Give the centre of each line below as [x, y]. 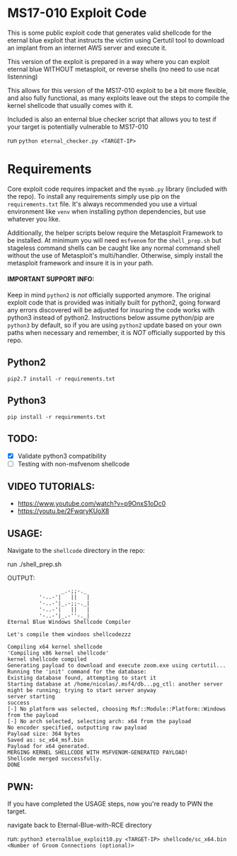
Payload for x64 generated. [49, 747]
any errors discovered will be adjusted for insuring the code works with [111, 310]
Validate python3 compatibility [62, 456]
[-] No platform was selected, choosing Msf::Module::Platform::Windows [117, 709]
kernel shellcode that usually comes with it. [70, 105]
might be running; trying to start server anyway [82, 691]
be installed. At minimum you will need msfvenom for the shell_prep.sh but [114, 240]
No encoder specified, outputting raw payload [77, 728]
